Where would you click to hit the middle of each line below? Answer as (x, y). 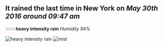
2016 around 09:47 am (43, 17)
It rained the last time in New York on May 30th (82, 8)
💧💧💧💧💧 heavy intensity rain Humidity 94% (48, 29)
